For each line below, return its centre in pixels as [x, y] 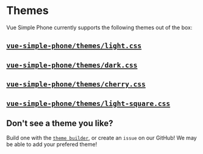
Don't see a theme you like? [60, 123]
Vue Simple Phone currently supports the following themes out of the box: [99, 27]
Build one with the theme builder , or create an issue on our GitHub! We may [101, 138]
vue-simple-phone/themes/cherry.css [76, 84]
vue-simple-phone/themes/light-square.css [88, 103]
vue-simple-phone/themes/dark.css [72, 65]
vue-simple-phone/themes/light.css [74, 46]
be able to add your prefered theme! [52, 144]
